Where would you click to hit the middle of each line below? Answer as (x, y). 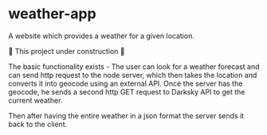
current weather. (35, 100)
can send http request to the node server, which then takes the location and (133, 75)
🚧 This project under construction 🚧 (67, 51)
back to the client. (38, 124)
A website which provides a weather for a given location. (102, 36)
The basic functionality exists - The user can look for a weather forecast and (134, 66)
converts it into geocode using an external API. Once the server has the (126, 83)
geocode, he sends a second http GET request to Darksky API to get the (127, 91)
